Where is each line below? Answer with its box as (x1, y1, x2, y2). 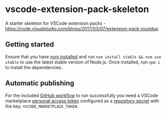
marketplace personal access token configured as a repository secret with (5, 97, 159, 104)
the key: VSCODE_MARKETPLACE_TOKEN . (5, 103, 78, 109)
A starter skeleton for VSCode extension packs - (5, 20, 106, 26)
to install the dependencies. (5, 64, 63, 70)
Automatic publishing (5, 79, 74, 88)
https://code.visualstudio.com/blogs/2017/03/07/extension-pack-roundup (5, 25, 158, 31)
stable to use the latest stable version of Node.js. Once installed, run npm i (5, 59, 160, 65)
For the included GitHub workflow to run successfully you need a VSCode (5, 92, 158, 98)
